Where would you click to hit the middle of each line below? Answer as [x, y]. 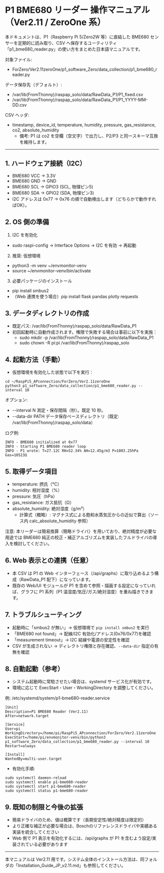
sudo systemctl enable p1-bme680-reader [47, 782]
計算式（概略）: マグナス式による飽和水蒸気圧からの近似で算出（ [85, 515]
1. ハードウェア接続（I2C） [46, 164]
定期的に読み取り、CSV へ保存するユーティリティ [67, 43]
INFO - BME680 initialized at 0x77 [41, 442]
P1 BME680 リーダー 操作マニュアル [78, 10]
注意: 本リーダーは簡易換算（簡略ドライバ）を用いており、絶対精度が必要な [81, 531]
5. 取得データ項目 [31, 471]
